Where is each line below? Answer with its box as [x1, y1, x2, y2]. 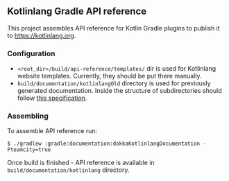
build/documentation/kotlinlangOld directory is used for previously [17, 79, 211, 87]
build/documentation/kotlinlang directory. [7, 166, 130, 174]
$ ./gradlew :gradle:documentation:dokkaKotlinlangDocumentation [7, 140, 200, 148]
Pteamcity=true [7, 146, 51, 153]
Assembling [7, 111, 49, 121]
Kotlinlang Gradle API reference [7, 6, 147, 17]
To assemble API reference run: [7, 127, 98, 135]
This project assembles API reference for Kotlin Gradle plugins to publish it [7, 24, 220, 32]
